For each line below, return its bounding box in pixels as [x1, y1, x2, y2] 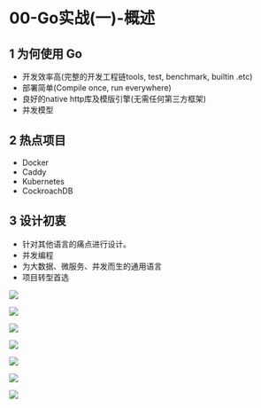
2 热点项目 [9, 133, 66, 148]
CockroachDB [21, 185, 73, 196]
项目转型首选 [21, 271, 69, 282]
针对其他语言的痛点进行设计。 [21, 239, 131, 249]
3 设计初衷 [9, 214, 66, 229]
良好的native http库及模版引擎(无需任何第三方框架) [21, 94, 206, 104]
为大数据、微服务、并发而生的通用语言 [21, 261, 162, 271]
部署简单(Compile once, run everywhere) [21, 82, 173, 93]
